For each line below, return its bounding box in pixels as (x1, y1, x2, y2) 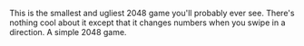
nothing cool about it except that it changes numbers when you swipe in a (9, 17, 286, 28)
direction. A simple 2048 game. (9, 27, 127, 37)
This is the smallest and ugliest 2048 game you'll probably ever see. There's (9, 8, 295, 18)
